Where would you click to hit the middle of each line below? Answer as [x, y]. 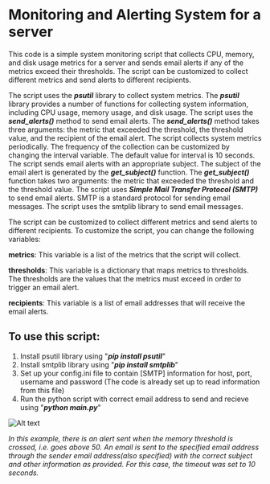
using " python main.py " [61, 407]
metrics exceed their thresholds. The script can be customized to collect [128, 71]
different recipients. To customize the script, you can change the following [131, 230]
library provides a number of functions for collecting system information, [129, 104]
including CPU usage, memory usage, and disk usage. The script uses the [131, 112]
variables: [25, 239]
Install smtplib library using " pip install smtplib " [99, 364]
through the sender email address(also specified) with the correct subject [131, 455]
